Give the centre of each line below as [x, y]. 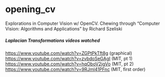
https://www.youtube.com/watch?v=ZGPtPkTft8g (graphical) [69, 53]
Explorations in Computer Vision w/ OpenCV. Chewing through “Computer [82, 23]
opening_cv [30, 9]
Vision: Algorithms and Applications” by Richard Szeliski [64, 28]
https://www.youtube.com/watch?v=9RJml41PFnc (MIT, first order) [75, 69]
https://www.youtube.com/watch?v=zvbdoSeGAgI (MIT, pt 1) [69, 58]
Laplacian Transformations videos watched [53, 40]
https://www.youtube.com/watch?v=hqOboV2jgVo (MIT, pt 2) [70, 64]
